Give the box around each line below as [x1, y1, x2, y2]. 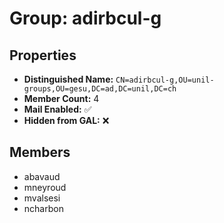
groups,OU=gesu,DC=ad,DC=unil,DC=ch [23, 84, 177, 94]
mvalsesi [23, 192, 61, 204]
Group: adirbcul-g [9, 7, 162, 30]
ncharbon [23, 202, 64, 214]
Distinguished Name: [23, 73, 114, 85]
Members [9, 144, 71, 161]
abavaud [23, 170, 61, 182]
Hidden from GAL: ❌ [23, 115, 110, 126]
